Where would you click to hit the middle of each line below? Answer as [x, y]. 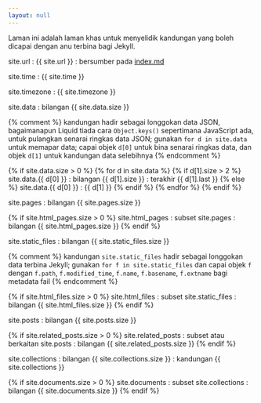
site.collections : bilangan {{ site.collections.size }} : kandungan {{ [114, 358]
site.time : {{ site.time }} [46, 76]
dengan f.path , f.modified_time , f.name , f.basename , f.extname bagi [118, 273]
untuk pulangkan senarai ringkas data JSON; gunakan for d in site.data [128, 139]
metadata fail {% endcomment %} [63, 281]
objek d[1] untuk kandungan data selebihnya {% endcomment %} [114, 155]
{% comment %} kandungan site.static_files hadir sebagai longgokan [126, 256]
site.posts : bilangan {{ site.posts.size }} [72, 320]
